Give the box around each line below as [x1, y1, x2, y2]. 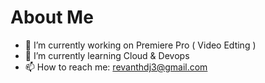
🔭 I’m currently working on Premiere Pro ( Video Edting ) [24, 39, 257, 51]
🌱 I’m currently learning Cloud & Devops [24, 49, 190, 61]
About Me [10, 6, 94, 29]
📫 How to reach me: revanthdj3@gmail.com [24, 61, 208, 73]
